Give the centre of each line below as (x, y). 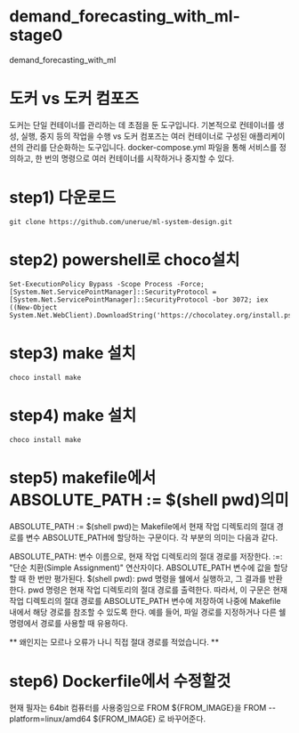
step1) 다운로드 (63, 198)
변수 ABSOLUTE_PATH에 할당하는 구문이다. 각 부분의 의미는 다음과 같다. (152, 537)
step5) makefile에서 (83, 477)
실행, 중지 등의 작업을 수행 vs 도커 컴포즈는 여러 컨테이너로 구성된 (134, 136)
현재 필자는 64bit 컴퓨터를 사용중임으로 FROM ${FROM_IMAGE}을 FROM (138, 707)
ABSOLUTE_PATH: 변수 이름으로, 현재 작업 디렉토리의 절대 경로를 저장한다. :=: (146, 556)
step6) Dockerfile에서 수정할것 (120, 681)
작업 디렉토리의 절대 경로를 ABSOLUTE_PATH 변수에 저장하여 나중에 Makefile (145, 600)
